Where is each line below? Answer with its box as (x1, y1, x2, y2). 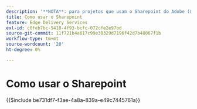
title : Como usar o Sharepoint (6, 14, 83, 20)
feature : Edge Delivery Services (6, 19, 88, 25)
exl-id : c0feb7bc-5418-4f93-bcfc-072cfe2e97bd (6, 25, 122, 31)
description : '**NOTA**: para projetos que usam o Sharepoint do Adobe (6, 8, 185, 15)
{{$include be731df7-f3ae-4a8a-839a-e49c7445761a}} (6, 96, 141, 103)
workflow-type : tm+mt (6, 36, 59, 42)
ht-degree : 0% (6, 47, 41, 53)
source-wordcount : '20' (6, 42, 64, 47)
